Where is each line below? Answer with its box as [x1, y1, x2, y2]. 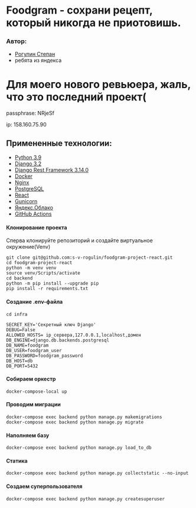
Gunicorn [14, 198, 38, 205]
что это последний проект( [6, 90, 146, 103]
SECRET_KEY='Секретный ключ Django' [6, 321, 96, 328]
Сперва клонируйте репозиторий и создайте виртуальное [6, 237, 153, 244]
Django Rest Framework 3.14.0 [14, 167, 89, 174]
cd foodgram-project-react [6, 260, 73, 266]
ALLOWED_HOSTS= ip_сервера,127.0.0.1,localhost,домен [6, 332, 142, 338]
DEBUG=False [6, 327, 35, 333]
